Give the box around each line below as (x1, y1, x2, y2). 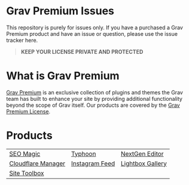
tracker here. (6, 36, 38, 44)
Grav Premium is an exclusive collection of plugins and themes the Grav (6, 88, 184, 96)
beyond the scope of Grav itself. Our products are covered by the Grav (6, 101, 181, 109)
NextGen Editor (120, 149, 164, 158)
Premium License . (6, 107, 51, 115)
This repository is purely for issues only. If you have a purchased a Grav (6, 24, 184, 31)
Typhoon (71, 149, 96, 158)
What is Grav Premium (6, 69, 120, 83)
